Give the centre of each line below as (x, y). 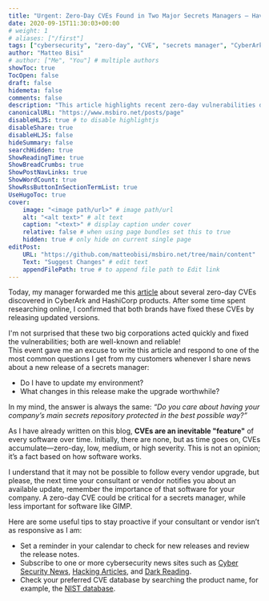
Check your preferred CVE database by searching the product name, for (139, 580)
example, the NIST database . (68, 589)
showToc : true (32, 68)
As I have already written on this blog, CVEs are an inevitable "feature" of (131, 431)
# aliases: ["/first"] (46, 38)
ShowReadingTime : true (46, 157)
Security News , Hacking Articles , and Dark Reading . (106, 571)
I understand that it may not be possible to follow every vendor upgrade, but (134, 472)
